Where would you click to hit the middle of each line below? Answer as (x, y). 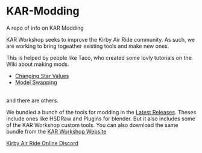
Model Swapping (36, 82)
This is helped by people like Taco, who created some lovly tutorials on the (99, 57)
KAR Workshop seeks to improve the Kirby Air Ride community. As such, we (100, 39)
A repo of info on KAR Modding (45, 28)
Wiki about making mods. (38, 64)
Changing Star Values (42, 76)
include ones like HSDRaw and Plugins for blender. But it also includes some (101, 119)
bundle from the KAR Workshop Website (56, 131)
